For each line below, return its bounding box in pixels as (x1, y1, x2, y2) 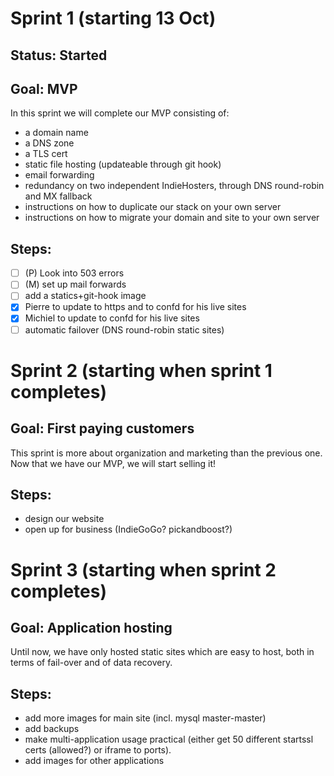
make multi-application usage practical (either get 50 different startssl (24, 733, 314, 746)
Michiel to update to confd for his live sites (24, 312, 200, 324)
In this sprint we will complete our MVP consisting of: (10, 107, 230, 119)
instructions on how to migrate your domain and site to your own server (24, 212, 320, 224)
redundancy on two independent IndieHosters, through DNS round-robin (24, 180, 325, 192)
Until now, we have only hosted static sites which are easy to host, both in (10, 646, 315, 658)
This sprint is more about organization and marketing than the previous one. (10, 447, 323, 459)
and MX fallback (24, 190, 93, 202)
